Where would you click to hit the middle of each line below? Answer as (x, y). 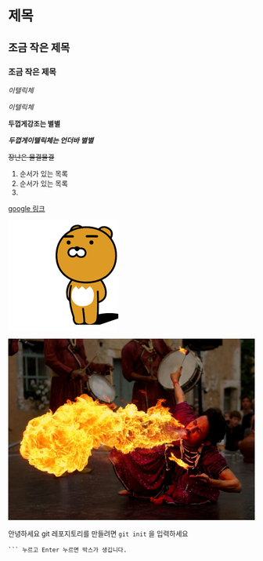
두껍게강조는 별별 (34, 123)
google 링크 (27, 208)
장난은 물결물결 (31, 157)
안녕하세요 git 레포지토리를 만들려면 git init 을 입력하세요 (98, 534)
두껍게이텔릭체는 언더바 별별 (51, 140)
